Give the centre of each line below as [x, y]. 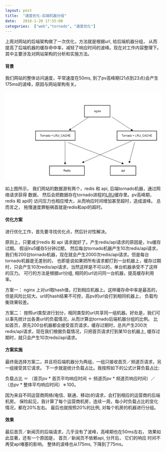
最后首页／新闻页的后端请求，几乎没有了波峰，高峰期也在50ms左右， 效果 [81, 432]
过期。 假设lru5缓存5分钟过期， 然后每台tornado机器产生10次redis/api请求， [83, 248]
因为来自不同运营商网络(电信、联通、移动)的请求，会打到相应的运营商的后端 [83, 395]
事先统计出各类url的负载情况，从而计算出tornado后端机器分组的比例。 [81, 319]
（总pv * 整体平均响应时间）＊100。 [42, 385]
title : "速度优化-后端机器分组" [36, 16]
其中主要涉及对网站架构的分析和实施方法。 [49, 54]
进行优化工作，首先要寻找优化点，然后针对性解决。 [57, 231]
